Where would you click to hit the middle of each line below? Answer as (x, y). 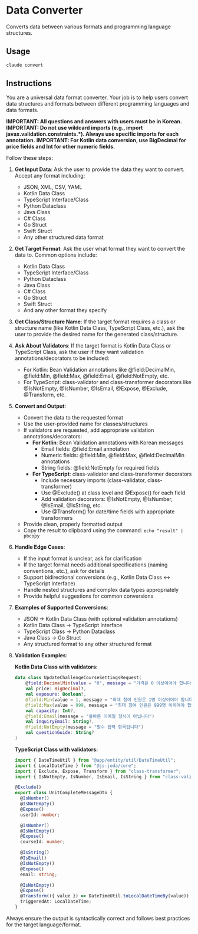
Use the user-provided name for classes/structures (86, 424)
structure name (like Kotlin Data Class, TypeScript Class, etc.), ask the (100, 328)
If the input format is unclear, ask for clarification (82, 559)
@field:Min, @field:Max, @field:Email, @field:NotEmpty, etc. (96, 376)
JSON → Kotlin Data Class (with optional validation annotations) (100, 619)
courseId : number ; (43, 842)
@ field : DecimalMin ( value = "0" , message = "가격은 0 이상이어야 (101, 683)
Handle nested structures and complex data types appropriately (101, 590)
